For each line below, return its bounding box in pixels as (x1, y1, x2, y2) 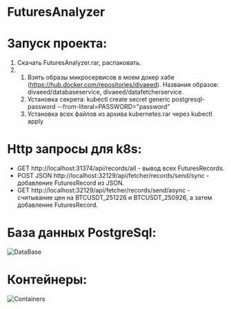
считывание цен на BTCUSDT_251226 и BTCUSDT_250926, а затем (17, 194, 212, 202)
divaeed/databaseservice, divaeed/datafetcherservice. (27, 88, 184, 97)
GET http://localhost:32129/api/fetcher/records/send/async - (17, 186, 191, 195)
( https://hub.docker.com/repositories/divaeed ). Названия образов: (27, 81, 219, 89)
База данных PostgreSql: (7, 225, 157, 241)
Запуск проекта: (7, 36, 108, 52)
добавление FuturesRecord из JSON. (17, 179, 125, 187)
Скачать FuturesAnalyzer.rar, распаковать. (17, 59, 141, 67)
